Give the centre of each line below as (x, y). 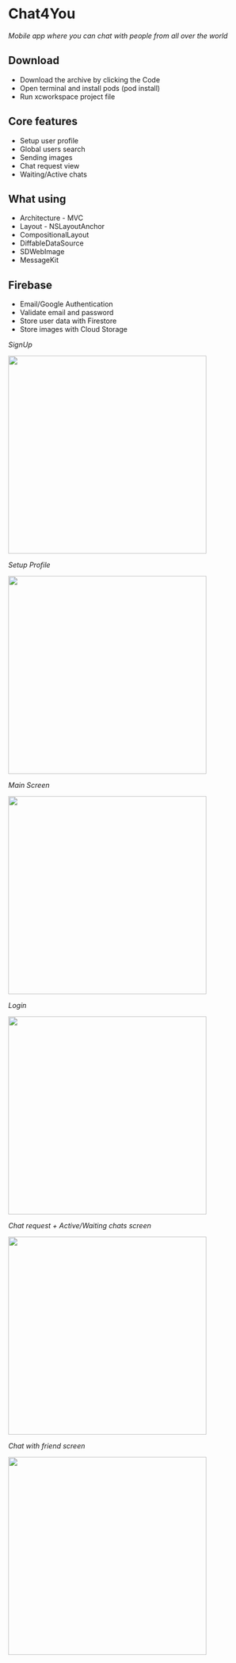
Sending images (46, 157)
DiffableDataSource (52, 243)
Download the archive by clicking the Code (90, 79)
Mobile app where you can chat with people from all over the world (118, 36)
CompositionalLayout (54, 235)
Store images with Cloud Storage (74, 329)
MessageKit (39, 260)
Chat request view (49, 166)
